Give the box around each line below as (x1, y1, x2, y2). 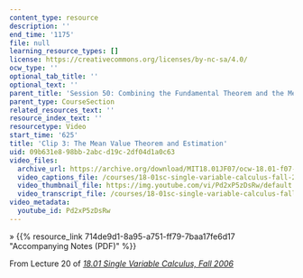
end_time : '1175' (9, 30, 75, 39)
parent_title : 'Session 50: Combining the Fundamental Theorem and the (9, 88, 284, 97)
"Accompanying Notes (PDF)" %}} (9, 240, 137, 251)
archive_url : (17, 164, 67, 173)
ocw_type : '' (9, 64, 59, 73)
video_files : (9, 155, 59, 165)
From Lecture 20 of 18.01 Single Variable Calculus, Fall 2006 (9, 258, 234, 269)
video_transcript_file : (17, 190, 106, 199)
